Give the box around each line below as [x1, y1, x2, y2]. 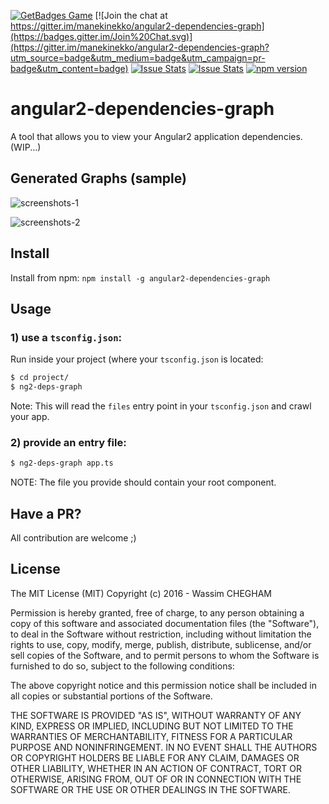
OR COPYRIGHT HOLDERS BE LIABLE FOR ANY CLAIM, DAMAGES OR [10, 751, 300, 764]
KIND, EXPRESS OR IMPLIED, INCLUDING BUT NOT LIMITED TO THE [10, 720, 294, 732]
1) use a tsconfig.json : [10, 330, 123, 344]
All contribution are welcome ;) [10, 531, 137, 544]
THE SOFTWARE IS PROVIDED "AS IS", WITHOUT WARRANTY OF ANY [10, 709, 302, 721]
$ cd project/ [10, 373, 70, 383]
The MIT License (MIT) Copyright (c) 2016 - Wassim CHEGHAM [10, 587, 272, 599]
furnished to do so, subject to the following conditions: [10, 660, 235, 672]
